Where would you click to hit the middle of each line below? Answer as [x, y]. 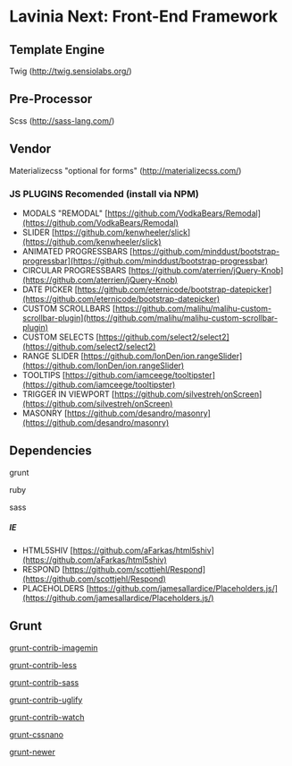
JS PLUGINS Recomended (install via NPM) [104, 194]
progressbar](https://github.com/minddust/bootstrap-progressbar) [145, 261]
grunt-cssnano [37, 734]
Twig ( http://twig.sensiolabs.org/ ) [71, 71]
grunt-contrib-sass [44, 682]
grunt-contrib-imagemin [54, 648]
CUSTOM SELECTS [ [61, 337]
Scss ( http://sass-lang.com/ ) [62, 120]
